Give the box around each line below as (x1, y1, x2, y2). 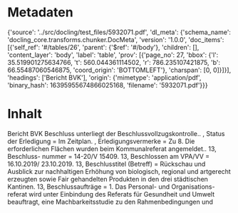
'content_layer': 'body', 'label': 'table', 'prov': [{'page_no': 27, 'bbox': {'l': (7, 51, 219, 59)
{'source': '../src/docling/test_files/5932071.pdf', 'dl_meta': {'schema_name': (7, 28, 232, 36)
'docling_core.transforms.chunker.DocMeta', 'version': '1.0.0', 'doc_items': (7, 35, 224, 43)
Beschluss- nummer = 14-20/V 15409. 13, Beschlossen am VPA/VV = (7, 152, 210, 160)
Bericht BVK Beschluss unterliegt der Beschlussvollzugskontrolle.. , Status (7, 129, 225, 137)
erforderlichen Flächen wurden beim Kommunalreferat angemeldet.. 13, (7, 144, 217, 153)
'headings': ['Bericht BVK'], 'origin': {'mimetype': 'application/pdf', (7, 73, 202, 82)
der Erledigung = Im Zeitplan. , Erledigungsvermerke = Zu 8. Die (7, 137, 195, 145)
